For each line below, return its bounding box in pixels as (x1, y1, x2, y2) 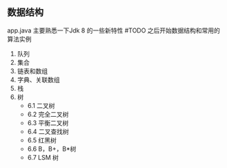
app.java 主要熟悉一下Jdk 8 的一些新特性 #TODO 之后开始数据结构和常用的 (7, 26, 221, 35)
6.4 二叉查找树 (27, 127, 69, 136)
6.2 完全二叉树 (27, 110, 69, 118)
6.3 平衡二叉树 (27, 118, 69, 127)
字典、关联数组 (17, 75, 60, 84)
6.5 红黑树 (27, 136, 57, 144)
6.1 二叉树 (27, 101, 55, 109)
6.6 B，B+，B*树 (27, 144, 77, 153)
